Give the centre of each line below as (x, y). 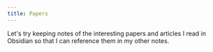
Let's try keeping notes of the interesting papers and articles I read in (107, 33)
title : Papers (28, 14)
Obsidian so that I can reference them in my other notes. (88, 41)
